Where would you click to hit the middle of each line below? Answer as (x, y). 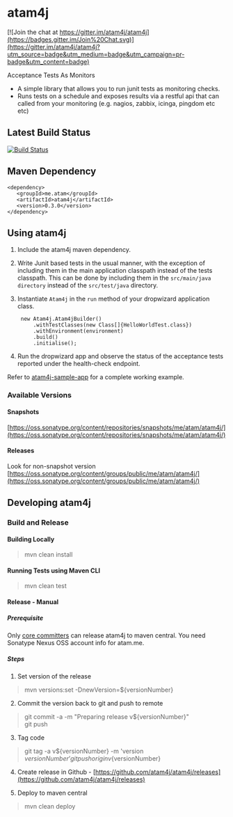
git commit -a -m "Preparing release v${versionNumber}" (106, 716)
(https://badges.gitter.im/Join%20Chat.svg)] (71, 39)
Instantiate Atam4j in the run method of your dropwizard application (113, 299)
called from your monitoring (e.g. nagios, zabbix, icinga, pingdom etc (116, 103)
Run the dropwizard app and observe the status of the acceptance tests (120, 356)
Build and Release (38, 523)
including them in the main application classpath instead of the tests (115, 271)
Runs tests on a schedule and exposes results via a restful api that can (118, 96)
